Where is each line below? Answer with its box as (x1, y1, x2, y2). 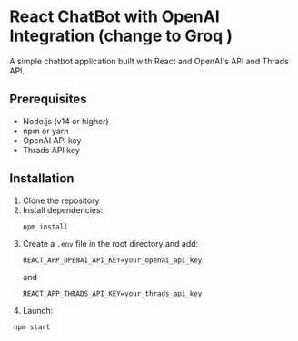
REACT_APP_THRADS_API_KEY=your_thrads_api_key (22, 289, 203, 298)
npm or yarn (22, 125, 69, 136)
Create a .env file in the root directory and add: (22, 239, 199, 249)
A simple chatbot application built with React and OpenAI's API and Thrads (9, 55, 289, 66)
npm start (13, 323, 51, 332)
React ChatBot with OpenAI (9, 6, 220, 27)
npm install (22, 222, 68, 231)
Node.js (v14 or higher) (22, 115, 109, 126)
